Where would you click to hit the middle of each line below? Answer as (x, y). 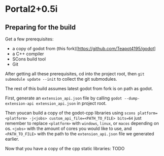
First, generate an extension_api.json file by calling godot (64, 98)
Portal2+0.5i (32, 9)
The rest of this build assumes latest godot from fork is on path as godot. (79, 89)
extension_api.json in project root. (71, 103)
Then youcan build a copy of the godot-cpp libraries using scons (70, 113)
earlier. (12, 139)
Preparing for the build (40, 27)
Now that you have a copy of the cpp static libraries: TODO (65, 148)
